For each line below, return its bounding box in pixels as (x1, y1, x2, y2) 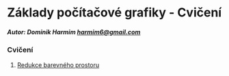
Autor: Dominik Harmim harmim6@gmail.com (7, 27, 141, 36)
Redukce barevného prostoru (16, 60, 100, 69)
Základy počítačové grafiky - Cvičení (7, 5, 222, 21)
